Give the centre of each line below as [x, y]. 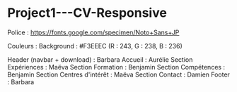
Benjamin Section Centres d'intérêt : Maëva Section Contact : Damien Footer [118, 74]
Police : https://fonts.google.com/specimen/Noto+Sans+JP [93, 32]
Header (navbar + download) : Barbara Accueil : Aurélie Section [100, 59]
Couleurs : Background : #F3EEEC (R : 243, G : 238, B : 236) [95, 46]
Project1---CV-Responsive [87, 13]
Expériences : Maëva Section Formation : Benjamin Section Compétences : [116, 67]
